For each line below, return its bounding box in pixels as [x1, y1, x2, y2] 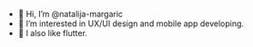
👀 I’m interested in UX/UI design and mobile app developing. [17, 18, 244, 29]
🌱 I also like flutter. [17, 28, 88, 38]
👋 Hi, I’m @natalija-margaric [17, 9, 124, 19]
